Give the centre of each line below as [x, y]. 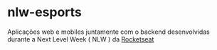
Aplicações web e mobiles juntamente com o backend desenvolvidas [108, 32]
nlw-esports [44, 12]
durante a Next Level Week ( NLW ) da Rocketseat [81, 39]
